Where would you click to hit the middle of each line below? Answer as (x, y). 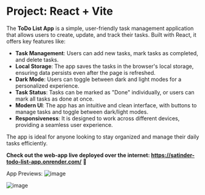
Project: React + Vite (60, 11)
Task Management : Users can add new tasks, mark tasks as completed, (107, 53)
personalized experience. (47, 86)
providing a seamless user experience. (64, 124)
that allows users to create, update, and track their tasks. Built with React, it (102, 34)
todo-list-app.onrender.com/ (44, 161)
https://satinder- (173, 155)
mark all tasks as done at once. (54, 99)
